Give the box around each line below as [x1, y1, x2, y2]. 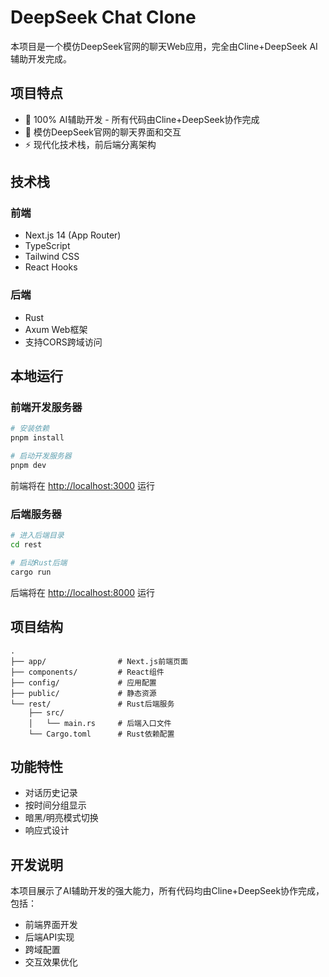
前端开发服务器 [10, 401, 83, 415]
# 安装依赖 [10, 424, 50, 434]
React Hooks [24, 261, 78, 273]
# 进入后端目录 [10, 531, 65, 541]
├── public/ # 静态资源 [10, 688, 157, 698]
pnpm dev [10, 461, 47, 471]
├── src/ [28, 707, 65, 718]
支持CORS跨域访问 [24, 336, 103, 348]
